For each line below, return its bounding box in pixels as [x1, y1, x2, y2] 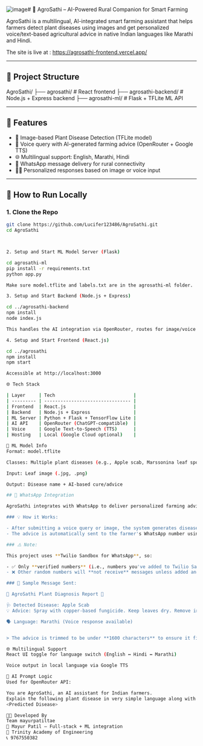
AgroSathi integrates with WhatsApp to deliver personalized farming [6, 503, 185, 509]
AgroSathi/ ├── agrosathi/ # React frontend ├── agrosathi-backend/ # [6, 88, 184, 95]
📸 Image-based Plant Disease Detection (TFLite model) [14, 134, 152, 141]
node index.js [6, 316, 42, 322]
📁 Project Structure [6, 72, 80, 82]
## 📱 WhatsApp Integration [6, 492, 74, 498]
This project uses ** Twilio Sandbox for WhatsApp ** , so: [6, 552, 153, 558]
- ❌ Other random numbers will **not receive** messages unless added [6, 569, 188, 575]
